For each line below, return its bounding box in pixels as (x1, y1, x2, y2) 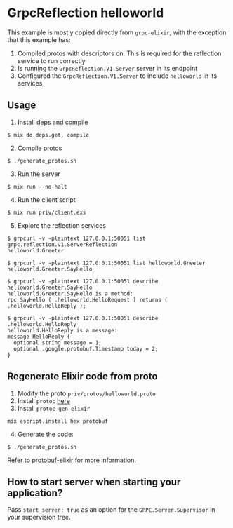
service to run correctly (17, 56, 86, 65)
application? (7, 487, 63, 499)
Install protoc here (17, 396, 70, 405)
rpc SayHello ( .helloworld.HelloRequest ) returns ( (7, 296, 168, 303)
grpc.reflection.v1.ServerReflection (7, 241, 118, 248)
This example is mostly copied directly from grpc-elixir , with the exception (7, 28, 227, 36)
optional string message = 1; (13, 339, 102, 346)
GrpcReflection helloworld (7, 5, 164, 21)
